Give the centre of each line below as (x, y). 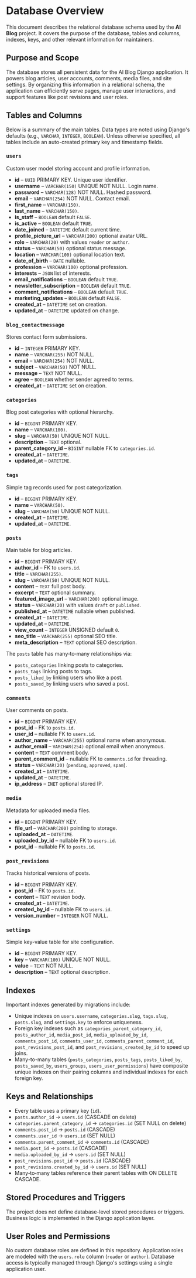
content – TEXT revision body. (50, 897)
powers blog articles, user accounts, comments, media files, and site (89, 78)
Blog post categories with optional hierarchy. (60, 412)
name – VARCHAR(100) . (41, 430)
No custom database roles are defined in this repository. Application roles (95, 1250)
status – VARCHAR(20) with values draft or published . (78, 605)
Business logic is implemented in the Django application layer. (80, 1218)
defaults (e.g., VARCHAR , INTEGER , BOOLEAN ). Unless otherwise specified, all (93, 135)
